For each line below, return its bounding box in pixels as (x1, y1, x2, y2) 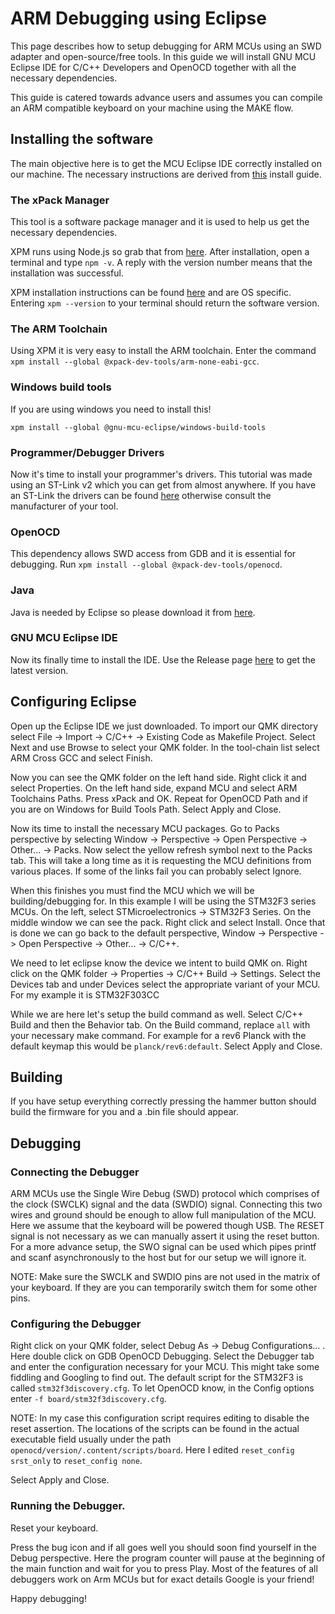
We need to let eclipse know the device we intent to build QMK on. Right (10, 957, 308, 969)
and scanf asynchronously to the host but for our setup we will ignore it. (10, 1252, 307, 1264)
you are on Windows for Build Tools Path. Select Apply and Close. (10, 803, 282, 815)
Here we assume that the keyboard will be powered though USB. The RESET (10, 1220, 325, 1232)
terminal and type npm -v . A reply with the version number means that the (10, 257, 313, 269)
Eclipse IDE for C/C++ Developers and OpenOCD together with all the (10, 61, 297, 73)
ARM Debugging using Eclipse (10, 7, 267, 30)
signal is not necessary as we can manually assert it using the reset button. (10, 1230, 320, 1242)
